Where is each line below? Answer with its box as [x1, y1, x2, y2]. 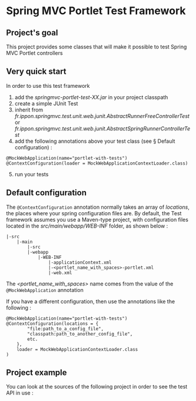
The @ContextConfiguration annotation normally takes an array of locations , [6, 203, 190, 211]
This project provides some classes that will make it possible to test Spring [6, 43, 187, 50]
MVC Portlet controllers [6, 50, 63, 57]
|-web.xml [48, 269, 72, 275]
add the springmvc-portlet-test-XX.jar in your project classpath [14, 93, 168, 101]
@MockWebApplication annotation [6, 286, 84, 293]
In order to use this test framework [6, 82, 90, 89]
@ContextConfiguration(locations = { [6, 320, 99, 327]
